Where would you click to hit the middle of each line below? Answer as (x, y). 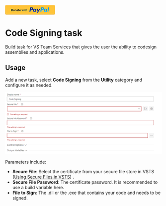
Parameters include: (26, 162)
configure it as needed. (29, 85)
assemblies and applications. (35, 52)
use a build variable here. (38, 188)
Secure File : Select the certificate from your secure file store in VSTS (83, 172)
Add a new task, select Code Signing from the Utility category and (74, 80)
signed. (20, 198)
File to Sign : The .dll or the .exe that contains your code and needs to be (86, 193)
